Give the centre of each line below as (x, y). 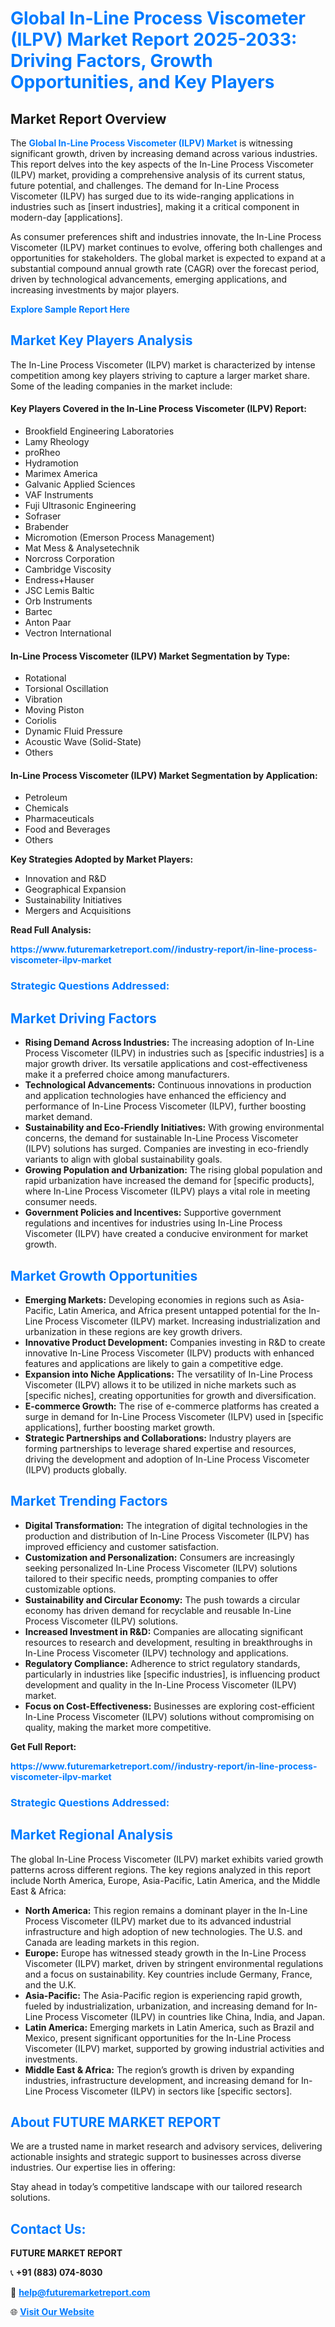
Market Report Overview (88, 118)
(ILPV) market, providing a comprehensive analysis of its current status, (158, 175)
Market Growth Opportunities (104, 1275)
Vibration (43, 699)
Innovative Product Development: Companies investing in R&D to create (175, 1342)
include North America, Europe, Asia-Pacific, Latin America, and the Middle (165, 1880)
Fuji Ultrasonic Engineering (80, 506)
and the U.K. (50, 1984)
